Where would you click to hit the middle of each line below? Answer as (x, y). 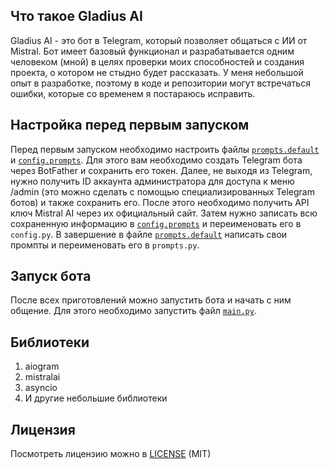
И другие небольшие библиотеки (96, 398)
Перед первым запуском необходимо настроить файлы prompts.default (165, 149)
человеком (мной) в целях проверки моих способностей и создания (157, 61)
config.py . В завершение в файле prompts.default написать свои (149, 234)
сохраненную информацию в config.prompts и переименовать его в (156, 223)
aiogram (42, 366)
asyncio (41, 388)
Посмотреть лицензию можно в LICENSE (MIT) (111, 454)
